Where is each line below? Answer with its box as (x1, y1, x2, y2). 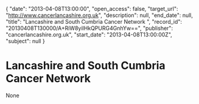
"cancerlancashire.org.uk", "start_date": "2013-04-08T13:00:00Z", (5, 31, 173, 38)
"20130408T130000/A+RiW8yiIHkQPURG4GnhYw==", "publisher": (5, 24, 173, 32)
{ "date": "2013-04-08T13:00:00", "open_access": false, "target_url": (5, 5, 178, 12)
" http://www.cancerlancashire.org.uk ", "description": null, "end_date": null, (5, 12, 193, 19)
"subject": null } (5, 38, 45, 44)
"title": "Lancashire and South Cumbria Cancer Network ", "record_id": (5, 18, 183, 25)
